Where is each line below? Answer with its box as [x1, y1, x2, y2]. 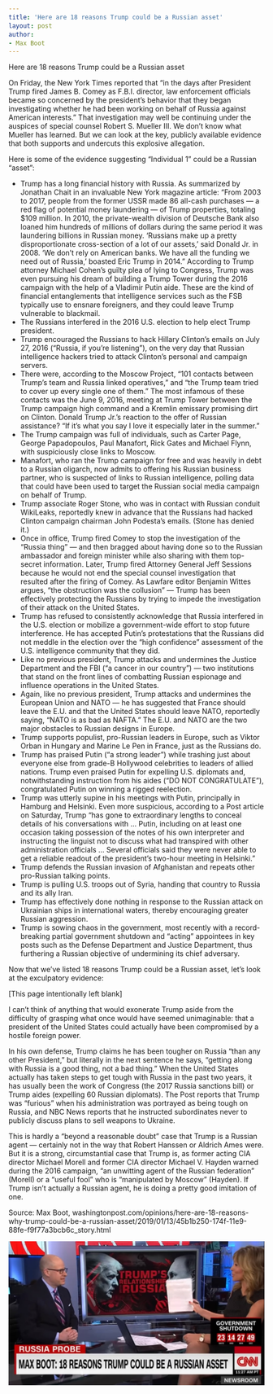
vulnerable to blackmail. [19, 309, 101, 318]
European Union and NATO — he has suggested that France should [19, 698, 246, 708]
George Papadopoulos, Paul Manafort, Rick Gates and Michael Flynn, [19, 438, 252, 448]
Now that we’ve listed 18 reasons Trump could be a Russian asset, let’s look [8, 965, 262, 975]
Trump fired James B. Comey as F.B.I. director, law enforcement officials [8, 86, 251, 97]
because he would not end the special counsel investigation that [19, 568, 236, 578]
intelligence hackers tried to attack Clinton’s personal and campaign [19, 352, 248, 362]
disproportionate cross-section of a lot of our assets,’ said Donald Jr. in [19, 239, 258, 249]
